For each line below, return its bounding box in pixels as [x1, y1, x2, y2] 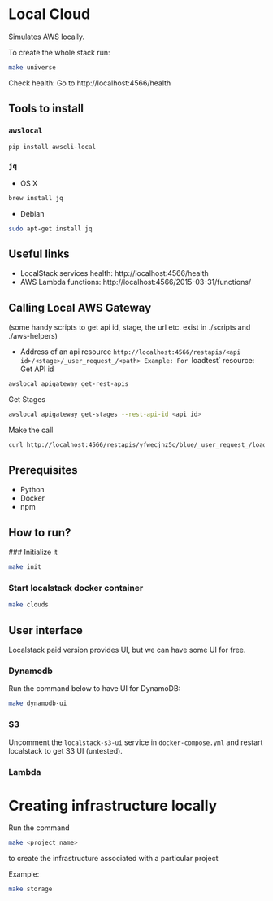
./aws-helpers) [8, 331, 58, 341]
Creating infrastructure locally [8, 796, 218, 815]
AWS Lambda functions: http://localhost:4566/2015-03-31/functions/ [19, 278, 252, 287]
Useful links [8, 247, 71, 260]
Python [19, 485, 45, 495]
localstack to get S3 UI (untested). [8, 746, 123, 755]
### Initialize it [8, 547, 58, 558]
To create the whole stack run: [8, 47, 110, 57]
